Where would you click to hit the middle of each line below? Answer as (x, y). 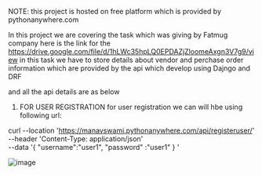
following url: (40, 115)
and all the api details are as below (64, 92)
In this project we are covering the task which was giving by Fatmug (118, 35)
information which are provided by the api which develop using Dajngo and (129, 68)
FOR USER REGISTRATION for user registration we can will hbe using (131, 107)
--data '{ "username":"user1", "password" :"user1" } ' (94, 147)
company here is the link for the (60, 43)
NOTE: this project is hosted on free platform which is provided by (115, 11)
